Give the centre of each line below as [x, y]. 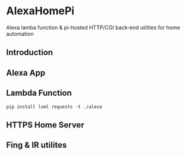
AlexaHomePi [40, 11]
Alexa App [26, 73]
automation [20, 33]
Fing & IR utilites [37, 145]
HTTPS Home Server [45, 125]
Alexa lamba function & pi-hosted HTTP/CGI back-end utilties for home [93, 27]
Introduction [30, 53]
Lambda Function [39, 93]
